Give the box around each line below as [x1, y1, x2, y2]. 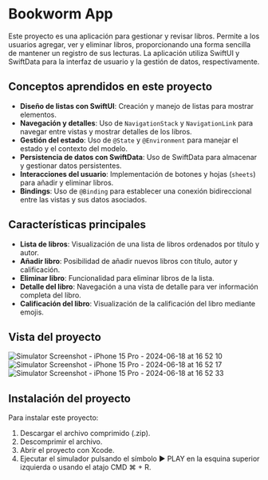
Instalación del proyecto [8, 391, 132, 405]
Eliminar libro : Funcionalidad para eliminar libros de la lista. [19, 273, 215, 282]
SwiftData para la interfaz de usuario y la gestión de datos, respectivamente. [8, 57, 260, 66]
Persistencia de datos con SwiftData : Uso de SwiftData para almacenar [19, 152, 258, 162]
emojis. [19, 307, 44, 317]
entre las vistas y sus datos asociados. [19, 194, 148, 204]
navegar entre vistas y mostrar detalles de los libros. [19, 126, 193, 136]
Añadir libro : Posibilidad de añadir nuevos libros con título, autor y [19, 256, 238, 266]
